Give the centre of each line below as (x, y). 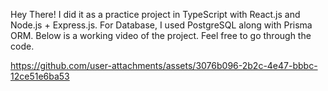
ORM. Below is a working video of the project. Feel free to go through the (161, 35)
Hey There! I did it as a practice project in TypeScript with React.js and (155, 14)
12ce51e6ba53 (40, 76)
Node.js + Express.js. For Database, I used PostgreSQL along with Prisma (161, 25)
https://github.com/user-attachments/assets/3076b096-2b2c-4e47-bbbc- (164, 65)
